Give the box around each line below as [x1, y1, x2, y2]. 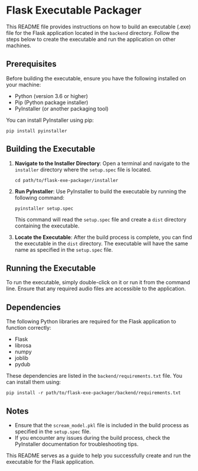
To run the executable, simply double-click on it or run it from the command [6, 279, 190, 286]
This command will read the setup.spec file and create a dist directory [14, 216, 187, 223]
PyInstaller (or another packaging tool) [14, 105, 109, 112]
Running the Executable [6, 263, 96, 273]
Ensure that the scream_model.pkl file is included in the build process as [14, 422, 189, 428]
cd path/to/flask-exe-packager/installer [14, 177, 118, 183]
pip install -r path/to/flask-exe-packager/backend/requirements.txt [6, 390, 181, 396]
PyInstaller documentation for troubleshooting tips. [14, 441, 139, 447]
